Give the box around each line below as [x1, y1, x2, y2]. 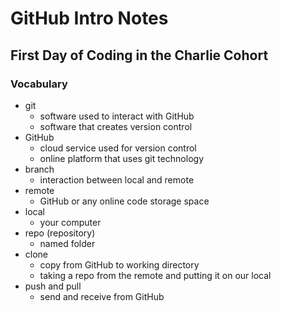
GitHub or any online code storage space [39, 195, 210, 207]
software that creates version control [39, 120, 193, 132]
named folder [39, 237, 96, 249]
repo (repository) [24, 227, 96, 239]
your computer [39, 216, 102, 228]
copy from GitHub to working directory [39, 258, 200, 271]
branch [24, 163, 55, 175]
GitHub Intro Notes [10, 7, 169, 30]
